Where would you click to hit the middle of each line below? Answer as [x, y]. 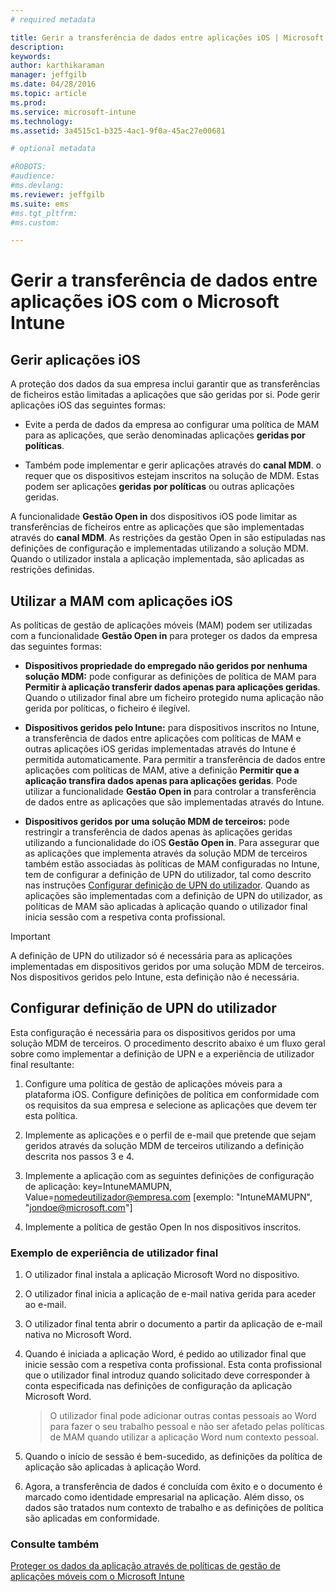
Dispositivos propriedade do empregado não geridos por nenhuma [166, 666]
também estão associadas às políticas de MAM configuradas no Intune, [172, 864]
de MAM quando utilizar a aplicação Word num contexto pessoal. [184, 1437]
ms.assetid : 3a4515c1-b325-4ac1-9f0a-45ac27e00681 [118, 131]
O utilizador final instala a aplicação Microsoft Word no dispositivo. [162, 1275]
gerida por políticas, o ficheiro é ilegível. [107, 708]
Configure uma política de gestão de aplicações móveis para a [153, 1083]
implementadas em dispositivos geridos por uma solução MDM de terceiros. [167, 967]
